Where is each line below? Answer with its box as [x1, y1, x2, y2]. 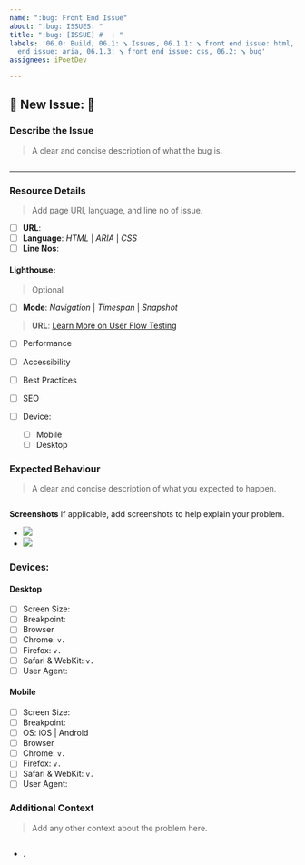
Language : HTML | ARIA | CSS [22, 233, 138, 244]
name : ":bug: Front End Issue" [9, 13, 128, 23]
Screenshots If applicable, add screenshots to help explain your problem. [9, 509, 285, 520]
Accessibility [22, 356, 71, 367]
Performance [22, 338, 73, 349]
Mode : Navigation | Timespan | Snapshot [22, 302, 179, 313]
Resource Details [9, 184, 86, 196]
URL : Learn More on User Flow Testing [31, 320, 177, 332]
